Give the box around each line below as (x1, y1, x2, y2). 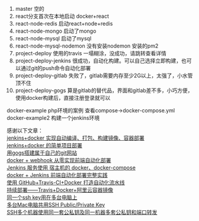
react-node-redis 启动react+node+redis (15, 20, 113, 27)
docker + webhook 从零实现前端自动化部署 (7, 157, 111, 163)
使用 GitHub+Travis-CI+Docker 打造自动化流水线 (7, 179, 125, 186)
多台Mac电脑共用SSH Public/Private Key (7, 201, 105, 208)
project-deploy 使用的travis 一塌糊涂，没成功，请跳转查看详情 (15, 50, 166, 56)
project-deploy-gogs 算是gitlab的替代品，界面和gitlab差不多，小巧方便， (15, 87, 193, 94)
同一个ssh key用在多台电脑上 (7, 194, 78, 201)
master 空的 (15, 5, 45, 12)
